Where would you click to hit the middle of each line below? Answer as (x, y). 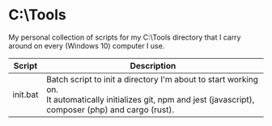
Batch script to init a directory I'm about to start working (152, 79)
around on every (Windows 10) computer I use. (87, 45)
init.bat (25, 94)
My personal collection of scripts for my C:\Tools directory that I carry (125, 37)
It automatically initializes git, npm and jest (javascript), (150, 99)
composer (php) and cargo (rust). (110, 109)
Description (153, 65)
